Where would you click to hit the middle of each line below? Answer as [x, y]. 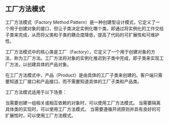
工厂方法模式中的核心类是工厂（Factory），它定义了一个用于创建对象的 [78, 51]
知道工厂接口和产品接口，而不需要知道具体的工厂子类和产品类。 [75, 81]
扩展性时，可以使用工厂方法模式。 [40, 115]
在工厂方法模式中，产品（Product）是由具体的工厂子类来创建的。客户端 [79, 75]
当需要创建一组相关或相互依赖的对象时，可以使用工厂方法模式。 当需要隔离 [83, 103]
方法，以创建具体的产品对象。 [40, 64]
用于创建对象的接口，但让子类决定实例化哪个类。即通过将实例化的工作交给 [87, 28]
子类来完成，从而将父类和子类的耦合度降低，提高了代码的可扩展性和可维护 [82, 35]
